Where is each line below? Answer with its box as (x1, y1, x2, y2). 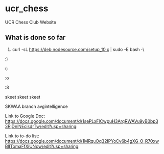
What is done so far (5, 33, 66, 42)
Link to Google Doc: (5, 113, 45, 119)
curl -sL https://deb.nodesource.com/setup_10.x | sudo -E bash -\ (12, 46, 144, 52)
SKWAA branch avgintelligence (5, 103, 68, 109)
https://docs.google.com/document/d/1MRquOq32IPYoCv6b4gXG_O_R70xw (5, 138, 159, 144)
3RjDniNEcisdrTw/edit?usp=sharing (5, 123, 77, 129)
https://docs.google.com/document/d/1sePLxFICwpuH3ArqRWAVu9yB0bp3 (5, 118, 159, 124)
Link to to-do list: (5, 133, 39, 139)
